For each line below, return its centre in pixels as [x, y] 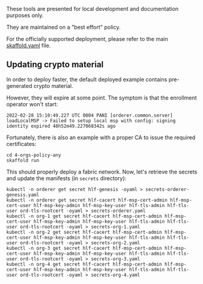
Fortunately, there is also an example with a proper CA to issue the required [101, 137]
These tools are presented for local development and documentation [92, 9]
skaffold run [23, 160]
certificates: [21, 144]
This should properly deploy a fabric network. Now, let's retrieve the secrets [102, 172]
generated [19, 86]
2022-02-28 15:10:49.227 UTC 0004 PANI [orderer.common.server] [90, 115]
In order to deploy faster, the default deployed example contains [87, 79]
